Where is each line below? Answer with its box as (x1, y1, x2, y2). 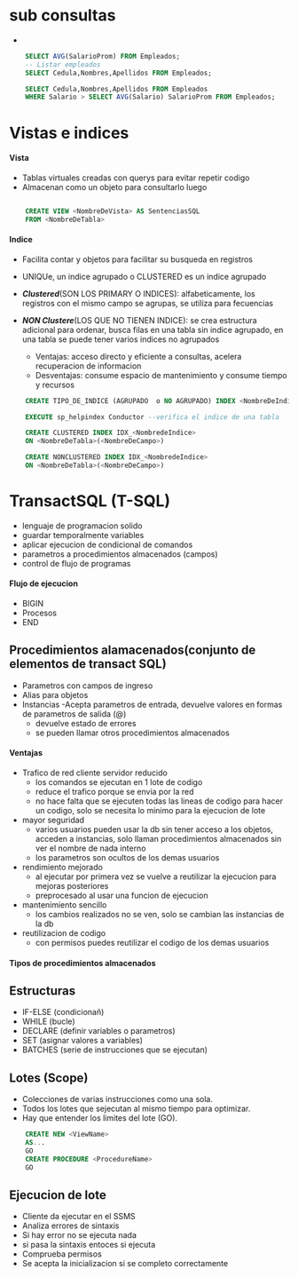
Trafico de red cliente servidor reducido (21, 767, 169, 778)
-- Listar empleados (25, 59, 101, 69)
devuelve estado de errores (35, 718, 137, 728)
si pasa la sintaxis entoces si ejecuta (21, 1240, 156, 1250)
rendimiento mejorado (21, 862, 104, 873)
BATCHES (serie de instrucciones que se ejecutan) (21, 1044, 208, 1055)
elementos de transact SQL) (9, 656, 167, 671)
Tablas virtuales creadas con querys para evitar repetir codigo (21, 172, 250, 183)
